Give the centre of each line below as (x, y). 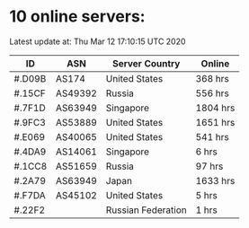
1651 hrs (215, 122)
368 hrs (212, 78)
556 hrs (212, 93)
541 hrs (212, 136)
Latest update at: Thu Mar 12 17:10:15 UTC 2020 (98, 41)
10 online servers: (77, 17)
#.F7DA (30, 195)
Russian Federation (146, 210)
